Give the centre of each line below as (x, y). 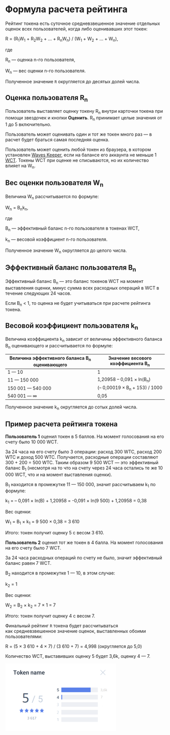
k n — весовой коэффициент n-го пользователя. (56, 240)
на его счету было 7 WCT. (33, 548)
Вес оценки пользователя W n (54, 184)
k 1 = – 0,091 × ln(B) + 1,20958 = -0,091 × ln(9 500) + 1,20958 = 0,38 (76, 501)
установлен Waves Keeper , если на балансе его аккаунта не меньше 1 (81, 155)
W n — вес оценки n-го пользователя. (46, 71)
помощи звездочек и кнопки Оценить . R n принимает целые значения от (84, 118)
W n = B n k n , (17, 208)
